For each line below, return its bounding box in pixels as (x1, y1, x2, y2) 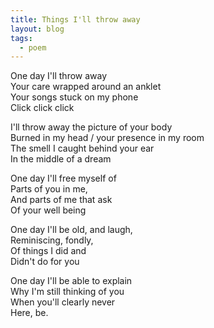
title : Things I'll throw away (10, 14, 141, 25)
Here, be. (10, 307, 49, 319)
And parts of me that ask (10, 194, 113, 206)
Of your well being (10, 204, 87, 216)
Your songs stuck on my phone (10, 91, 139, 103)
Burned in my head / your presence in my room (10, 132, 205, 144)
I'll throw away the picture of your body (10, 121, 173, 133)
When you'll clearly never (10, 296, 116, 308)
